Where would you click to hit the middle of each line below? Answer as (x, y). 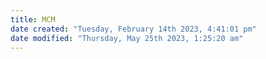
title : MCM (33, 19)
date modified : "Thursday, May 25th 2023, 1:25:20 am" (127, 38)
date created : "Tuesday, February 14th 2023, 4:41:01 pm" (133, 29)
